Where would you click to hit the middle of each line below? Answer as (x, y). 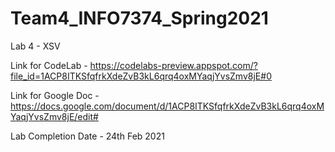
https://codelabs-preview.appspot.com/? (173, 65)
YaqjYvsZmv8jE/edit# (54, 116)
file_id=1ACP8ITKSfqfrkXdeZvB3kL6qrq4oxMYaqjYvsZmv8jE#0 (141, 76)
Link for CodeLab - (49, 65)
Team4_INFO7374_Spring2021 (139, 18)
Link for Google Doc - (55, 95)
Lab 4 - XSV (35, 46)
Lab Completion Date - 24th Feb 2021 (87, 136)
